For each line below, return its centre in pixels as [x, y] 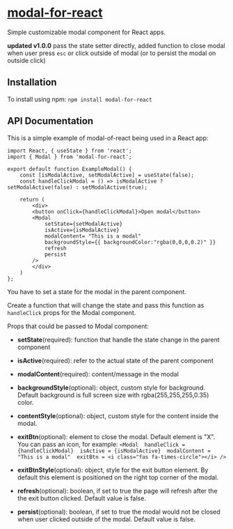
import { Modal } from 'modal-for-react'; [70, 157]
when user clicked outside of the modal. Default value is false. [106, 519]
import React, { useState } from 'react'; [70, 151]
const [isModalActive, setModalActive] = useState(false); [107, 175]
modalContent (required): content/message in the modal [98, 374]
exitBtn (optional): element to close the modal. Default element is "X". [116, 436]
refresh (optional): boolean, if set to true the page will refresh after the [117, 491]
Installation [32, 83]
